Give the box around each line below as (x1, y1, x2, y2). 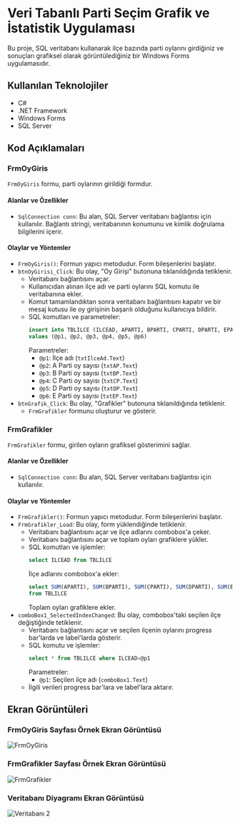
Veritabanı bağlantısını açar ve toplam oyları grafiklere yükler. (28, 536, 209, 544)
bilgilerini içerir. (17, 227, 63, 236)
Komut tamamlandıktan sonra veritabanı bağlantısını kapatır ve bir (28, 297, 221, 306)
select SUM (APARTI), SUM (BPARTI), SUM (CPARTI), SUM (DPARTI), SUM (28, 583, 227, 591)
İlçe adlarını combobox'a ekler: (28, 570, 119, 578)
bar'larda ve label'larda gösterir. (28, 633, 123, 642)
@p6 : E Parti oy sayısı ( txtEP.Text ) (39, 391, 138, 400)
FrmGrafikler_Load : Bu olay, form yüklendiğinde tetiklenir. (17, 520, 187, 529)
